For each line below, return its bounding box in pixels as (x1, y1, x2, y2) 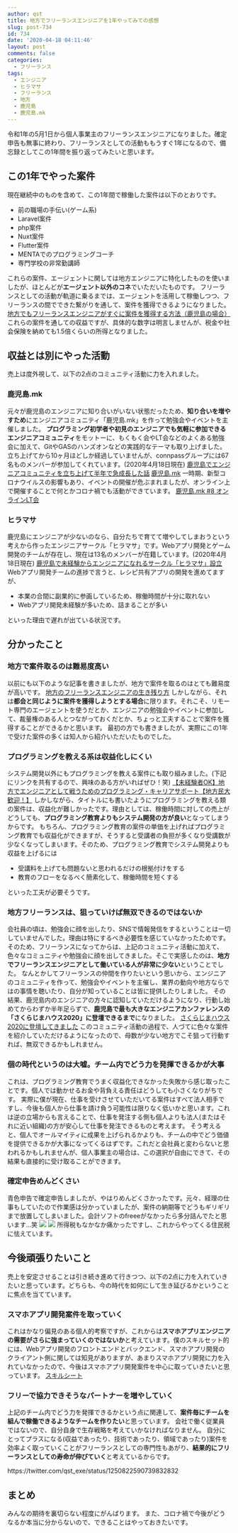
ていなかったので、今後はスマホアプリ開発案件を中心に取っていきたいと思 (13, 1362, 230, 1371)
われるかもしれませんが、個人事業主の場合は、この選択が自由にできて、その (7, 1148, 230, 1156)
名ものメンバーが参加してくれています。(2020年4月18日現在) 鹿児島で (7, 460, 212, 468)
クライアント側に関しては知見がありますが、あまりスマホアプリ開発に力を (7, 1353, 225, 1362)
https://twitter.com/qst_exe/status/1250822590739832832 (7, 1466, 179, 1476)
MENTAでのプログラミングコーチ (17, 250, 115, 258)
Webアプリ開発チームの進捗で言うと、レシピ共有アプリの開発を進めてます (7, 568, 225, 576)
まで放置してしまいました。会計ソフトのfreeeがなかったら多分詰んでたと (7, 1211, 221, 1220)
